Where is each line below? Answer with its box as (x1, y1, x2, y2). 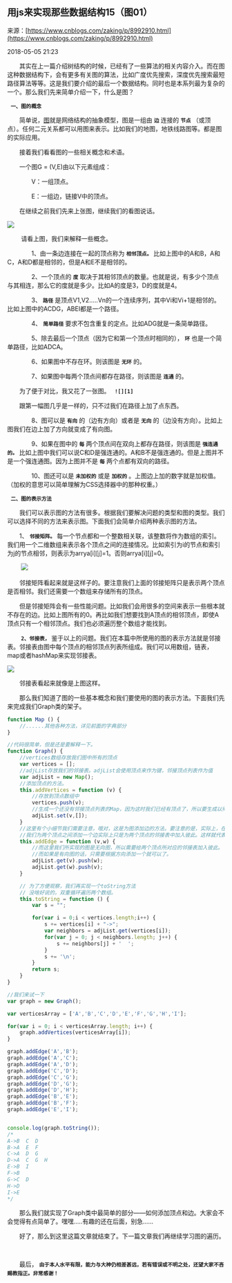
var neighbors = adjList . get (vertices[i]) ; (43, 927, 171, 935)
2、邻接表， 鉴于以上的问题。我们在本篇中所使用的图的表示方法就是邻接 (20, 634, 221, 642)
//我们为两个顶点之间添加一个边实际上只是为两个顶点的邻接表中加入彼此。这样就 (19, 832, 216, 838)
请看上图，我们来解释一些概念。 (20, 234, 112, 242)
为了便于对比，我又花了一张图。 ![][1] (19, 386, 134, 395)
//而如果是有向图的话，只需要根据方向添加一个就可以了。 (32, 851, 172, 858)
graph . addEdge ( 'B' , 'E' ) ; (7, 1093, 79, 1100)
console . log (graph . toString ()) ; (7, 1124, 100, 1131)
